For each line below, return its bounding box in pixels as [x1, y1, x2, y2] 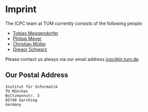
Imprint [5, 4, 37, 15]
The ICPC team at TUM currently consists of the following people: [5, 20, 143, 26]
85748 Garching [5, 97, 38, 102]
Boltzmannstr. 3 [5, 93, 40, 98]
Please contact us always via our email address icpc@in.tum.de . [5, 56, 140, 62]
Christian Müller [12, 41, 46, 47]
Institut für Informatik [5, 84, 58, 89]
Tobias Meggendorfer [12, 30, 58, 36]
